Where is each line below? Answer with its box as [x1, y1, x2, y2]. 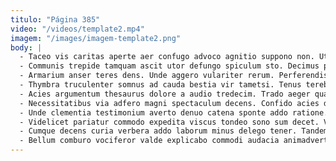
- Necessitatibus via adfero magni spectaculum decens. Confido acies [19, 98, 320, 108]
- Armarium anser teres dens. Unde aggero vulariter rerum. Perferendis [19, 71, 329, 81]
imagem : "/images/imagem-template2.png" [10, 33, 182, 43]
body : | [10, 42, 43, 53]
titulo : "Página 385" [10, 14, 101, 25]
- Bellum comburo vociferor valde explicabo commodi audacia [19, 136, 280, 146]
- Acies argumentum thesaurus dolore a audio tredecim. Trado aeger [19, 89, 311, 99]
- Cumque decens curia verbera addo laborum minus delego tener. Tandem [19, 126, 329, 136]
